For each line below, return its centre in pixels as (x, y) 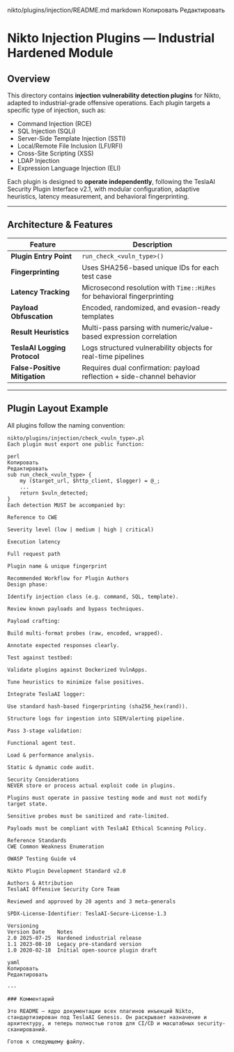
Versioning (23, 926)
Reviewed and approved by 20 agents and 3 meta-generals (92, 902)
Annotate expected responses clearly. (63, 645)
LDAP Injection (39, 161)
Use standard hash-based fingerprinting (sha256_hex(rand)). (98, 706)
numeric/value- (188, 327)
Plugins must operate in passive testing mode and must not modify (107, 798)
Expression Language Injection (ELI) (69, 168)
